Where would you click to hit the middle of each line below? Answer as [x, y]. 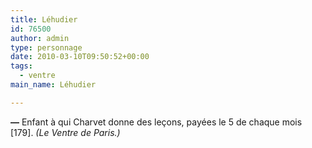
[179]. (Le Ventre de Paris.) [65, 132]
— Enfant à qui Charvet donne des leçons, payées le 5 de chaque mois [156, 122]
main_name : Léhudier [53, 85]
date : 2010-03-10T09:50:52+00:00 [80, 57]
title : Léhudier [44, 19]
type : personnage [46, 47]
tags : [21, 66]
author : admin [40, 38]
